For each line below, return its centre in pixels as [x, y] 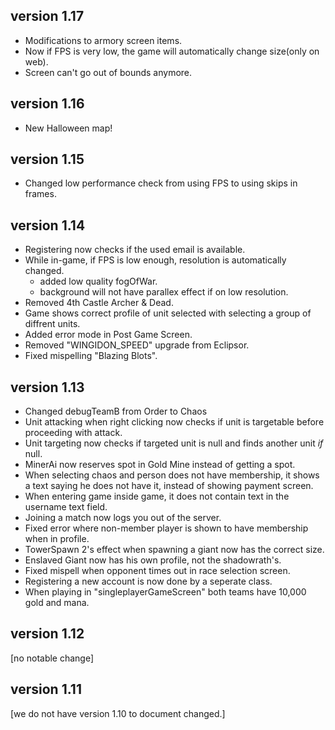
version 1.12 [47, 634]
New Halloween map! [68, 128]
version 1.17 [47, 16]
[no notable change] [52, 658]
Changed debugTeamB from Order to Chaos [116, 411]
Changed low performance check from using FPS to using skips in [161, 183]
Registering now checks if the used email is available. [135, 250]
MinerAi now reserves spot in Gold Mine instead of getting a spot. [160, 465]
